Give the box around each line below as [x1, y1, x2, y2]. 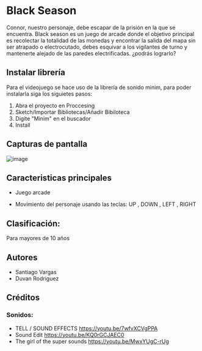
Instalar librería [6, 68, 65, 78]
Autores [6, 252, 38, 263]
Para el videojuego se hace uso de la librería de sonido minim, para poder [6, 83, 192, 91]
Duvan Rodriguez [15, 275, 59, 282]
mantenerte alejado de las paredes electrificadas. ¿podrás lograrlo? [6, 49, 176, 57]
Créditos [6, 292, 40, 303]
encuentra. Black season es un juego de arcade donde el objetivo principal [6, 30, 195, 37]
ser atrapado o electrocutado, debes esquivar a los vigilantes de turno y [6, 43, 188, 51]
